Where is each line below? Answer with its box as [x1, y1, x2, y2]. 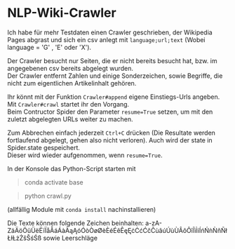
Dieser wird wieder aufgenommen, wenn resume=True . [7, 151, 163, 159]
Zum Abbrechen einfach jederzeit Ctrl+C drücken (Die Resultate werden [7, 128, 216, 137]
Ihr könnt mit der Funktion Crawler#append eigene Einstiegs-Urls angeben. [7, 93, 220, 101]
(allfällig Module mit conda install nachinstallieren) [7, 205, 156, 213]
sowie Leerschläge [43, 234, 98, 242]
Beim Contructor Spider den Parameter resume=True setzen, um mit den [7, 107, 213, 116]
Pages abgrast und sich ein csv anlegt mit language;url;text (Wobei [7, 35, 206, 43]
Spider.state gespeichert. [7, 143, 81, 152]
